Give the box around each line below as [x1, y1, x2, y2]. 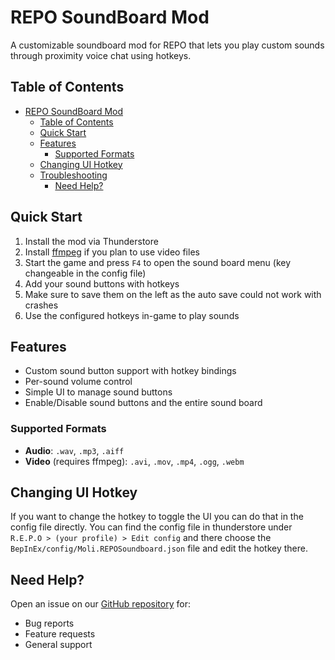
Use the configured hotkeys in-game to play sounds [24, 309, 240, 321]
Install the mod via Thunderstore [24, 235, 159, 247]
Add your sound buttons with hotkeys [24, 277, 180, 290]
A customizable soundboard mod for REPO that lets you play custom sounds [10, 39, 325, 51]
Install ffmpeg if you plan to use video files [24, 246, 200, 258]
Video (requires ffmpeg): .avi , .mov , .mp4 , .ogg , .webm [24, 455, 245, 467]
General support [24, 639, 93, 651]
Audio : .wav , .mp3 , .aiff [24, 444, 125, 456]
